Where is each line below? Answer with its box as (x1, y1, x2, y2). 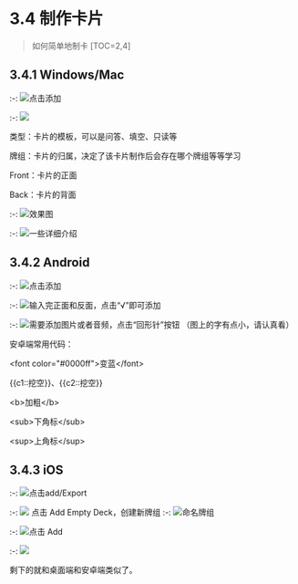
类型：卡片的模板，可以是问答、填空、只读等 (9, 130, 178, 141)
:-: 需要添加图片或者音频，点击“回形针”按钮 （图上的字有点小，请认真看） (9, 318, 294, 329)
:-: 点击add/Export (9, 487, 87, 498)
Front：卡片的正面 (9, 170, 77, 181)
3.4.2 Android (9, 255, 90, 270)
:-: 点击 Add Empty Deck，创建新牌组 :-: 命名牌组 (9, 507, 215, 518)
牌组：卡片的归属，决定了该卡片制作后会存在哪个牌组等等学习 (9, 150, 241, 161)
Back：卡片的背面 (9, 189, 77, 200)
